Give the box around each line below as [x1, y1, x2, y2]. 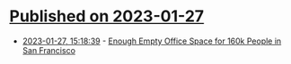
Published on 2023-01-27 [9, 6, 205, 27]
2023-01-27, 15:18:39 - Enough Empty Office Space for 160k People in [22, 36, 282, 46]
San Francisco [22, 44, 76, 55]
